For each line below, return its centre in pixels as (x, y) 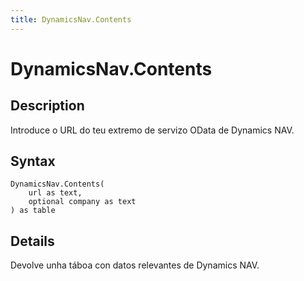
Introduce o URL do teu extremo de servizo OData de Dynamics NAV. (152, 130)
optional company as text (82, 202)
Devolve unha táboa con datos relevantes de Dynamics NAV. (135, 265)
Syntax (33, 161)
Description (47, 106)
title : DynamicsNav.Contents (71, 19)
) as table (33, 211)
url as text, (55, 193)
